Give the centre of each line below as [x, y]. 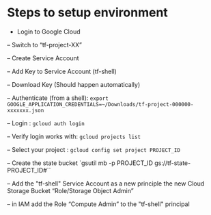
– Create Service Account [43, 58]
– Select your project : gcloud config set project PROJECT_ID [94, 149]
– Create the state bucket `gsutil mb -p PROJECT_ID [80, 163]
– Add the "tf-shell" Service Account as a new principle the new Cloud [106, 184]
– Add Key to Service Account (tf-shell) [62, 71]
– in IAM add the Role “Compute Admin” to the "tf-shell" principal [98, 204]
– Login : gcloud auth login [46, 123]
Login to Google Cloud [48, 31]
